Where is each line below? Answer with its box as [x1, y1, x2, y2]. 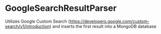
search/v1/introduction [5, 23, 50, 29]
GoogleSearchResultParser [5, 3, 117, 14]
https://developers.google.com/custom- [69, 18, 150, 24]
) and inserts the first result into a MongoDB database [49, 23, 157, 29]
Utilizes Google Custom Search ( [5, 18, 70, 24]
